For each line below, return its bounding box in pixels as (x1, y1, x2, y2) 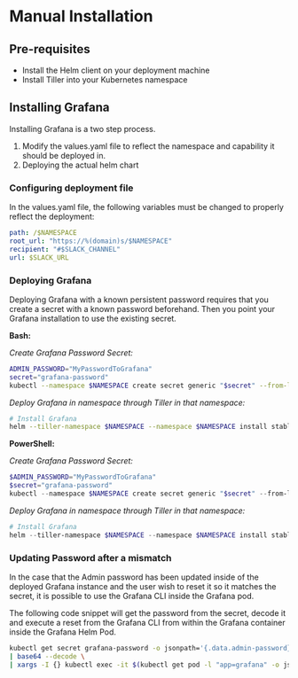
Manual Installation (9, 6, 153, 27)
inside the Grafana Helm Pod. (9, 627, 117, 637)
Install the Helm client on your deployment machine (21, 65, 210, 75)
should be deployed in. (21, 150, 106, 160)
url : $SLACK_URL (9, 253, 69, 262)
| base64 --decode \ (9, 651, 86, 661)
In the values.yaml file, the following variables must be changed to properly (9, 202, 284, 213)
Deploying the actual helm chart (21, 160, 139, 170)
